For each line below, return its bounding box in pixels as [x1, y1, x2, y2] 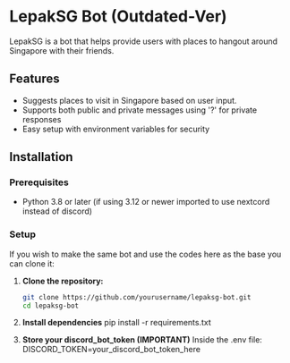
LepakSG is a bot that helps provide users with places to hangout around [9, 36, 278, 46]
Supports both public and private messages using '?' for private [21, 105, 258, 115]
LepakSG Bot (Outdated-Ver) [9, 6, 227, 27]
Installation [9, 149, 73, 165]
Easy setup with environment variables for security [21, 123, 210, 134]
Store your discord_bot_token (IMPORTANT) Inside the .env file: [21, 334, 262, 345]
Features [9, 72, 60, 87]
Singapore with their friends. [9, 45, 115, 55]
